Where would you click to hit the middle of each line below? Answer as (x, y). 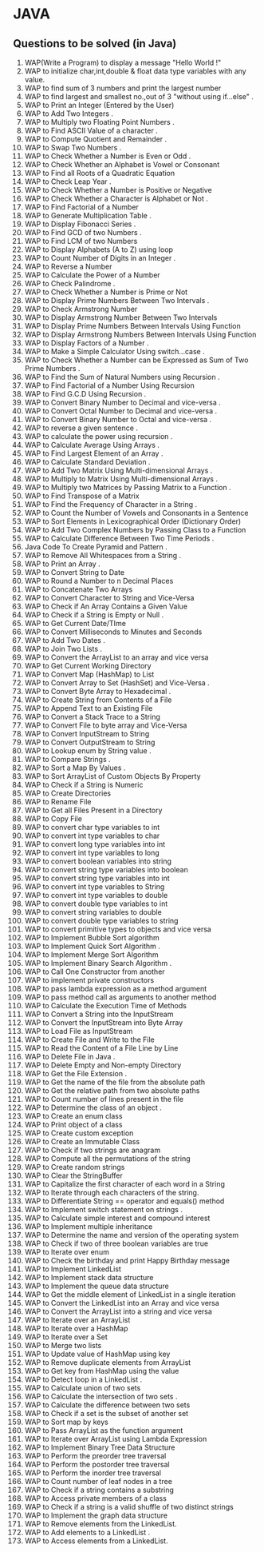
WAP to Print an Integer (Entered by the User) (99, 105)
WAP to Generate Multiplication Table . (88, 215)
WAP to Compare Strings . (67, 759)
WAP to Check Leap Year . (68, 182)
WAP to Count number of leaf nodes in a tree (98, 1481)
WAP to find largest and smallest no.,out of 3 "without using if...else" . (139, 96)
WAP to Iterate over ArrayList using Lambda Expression (116, 1439)
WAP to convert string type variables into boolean (106, 870)
